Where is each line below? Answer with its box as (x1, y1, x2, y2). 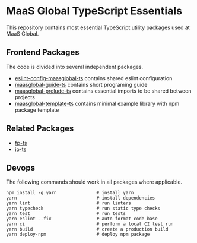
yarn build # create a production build (6, 226, 169, 232)
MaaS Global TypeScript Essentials (6, 4, 183, 18)
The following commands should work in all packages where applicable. (6, 178, 183, 185)
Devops (6, 162, 36, 173)
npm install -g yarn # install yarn (6, 190, 134, 196)
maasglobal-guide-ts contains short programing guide (14, 81, 148, 88)
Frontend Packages (6, 48, 80, 58)
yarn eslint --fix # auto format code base (6, 216, 158, 222)
